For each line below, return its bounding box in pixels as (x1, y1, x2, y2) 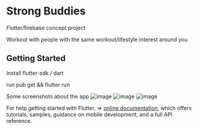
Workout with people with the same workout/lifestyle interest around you (6, 36, 188, 43)
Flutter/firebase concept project (6, 24, 86, 31)
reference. (6, 117, 32, 124)
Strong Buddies (6, 4, 86, 18)
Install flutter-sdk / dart (6, 69, 64, 77)
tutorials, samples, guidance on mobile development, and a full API (6, 110, 173, 118)
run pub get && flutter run (6, 81, 70, 88)
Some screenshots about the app (6, 92, 90, 100)
